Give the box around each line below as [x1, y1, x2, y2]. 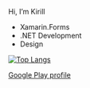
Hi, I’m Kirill [8, 7, 45, 16]
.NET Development [19, 31, 82, 40]
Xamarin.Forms [19, 22, 70, 31]
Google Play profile [8, 70, 72, 79]
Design [19, 39, 44, 49]
